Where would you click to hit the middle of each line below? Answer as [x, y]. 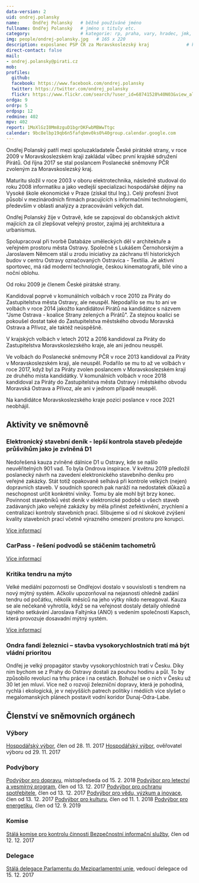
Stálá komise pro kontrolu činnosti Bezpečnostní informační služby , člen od [98, 834]
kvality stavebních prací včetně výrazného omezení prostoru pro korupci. [95, 519]
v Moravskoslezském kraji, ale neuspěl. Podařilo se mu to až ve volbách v [96, 363]
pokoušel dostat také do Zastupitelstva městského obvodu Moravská [90, 321]
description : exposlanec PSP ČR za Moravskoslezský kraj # [98, 45]
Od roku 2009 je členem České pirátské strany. [64, 284]
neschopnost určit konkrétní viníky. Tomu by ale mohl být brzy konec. [91, 493]
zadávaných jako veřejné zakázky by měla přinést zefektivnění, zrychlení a [97, 506]
